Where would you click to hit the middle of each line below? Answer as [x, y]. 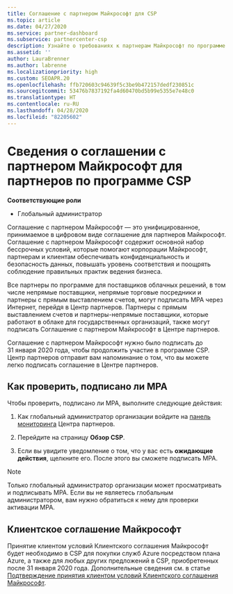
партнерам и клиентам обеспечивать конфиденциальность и [98, 256]
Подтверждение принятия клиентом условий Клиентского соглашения [113, 576]
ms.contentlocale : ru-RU [43, 104]
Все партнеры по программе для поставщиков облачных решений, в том [116, 285]
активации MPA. [31, 507]
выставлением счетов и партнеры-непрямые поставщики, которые [108, 314]
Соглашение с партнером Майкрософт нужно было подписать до [105, 343]
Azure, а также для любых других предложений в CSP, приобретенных [113, 561]
